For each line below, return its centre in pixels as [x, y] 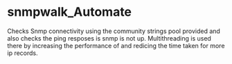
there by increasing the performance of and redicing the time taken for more [116, 45]
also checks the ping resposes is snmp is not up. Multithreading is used [109, 38]
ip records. [23, 53]
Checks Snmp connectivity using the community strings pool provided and [114, 31]
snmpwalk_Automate [70, 12]
